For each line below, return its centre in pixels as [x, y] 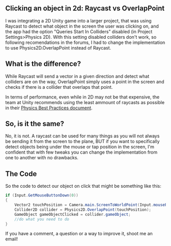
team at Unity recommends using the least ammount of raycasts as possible [85, 102]
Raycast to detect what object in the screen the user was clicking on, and [82, 26]
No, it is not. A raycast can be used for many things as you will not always [82, 136]
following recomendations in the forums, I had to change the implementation [85, 42]
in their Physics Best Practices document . [49, 108]
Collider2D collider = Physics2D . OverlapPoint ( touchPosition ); [83, 210]
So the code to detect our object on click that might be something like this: [83, 186]
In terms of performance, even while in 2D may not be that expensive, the [82, 97]
